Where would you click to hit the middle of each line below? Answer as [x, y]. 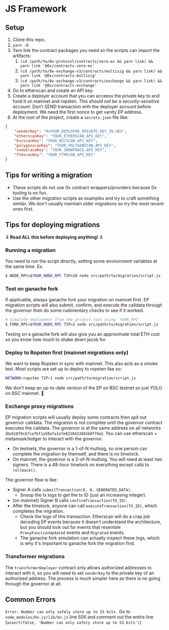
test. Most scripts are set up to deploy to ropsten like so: [64, 369]
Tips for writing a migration [49, 175]
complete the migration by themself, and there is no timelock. [76, 454]
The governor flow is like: [31, 480]
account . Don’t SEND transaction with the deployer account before [82, 106]
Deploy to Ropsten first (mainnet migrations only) [67, 352]
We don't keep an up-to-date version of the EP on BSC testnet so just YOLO [84, 388]
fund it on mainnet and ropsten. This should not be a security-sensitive [86, 101]
